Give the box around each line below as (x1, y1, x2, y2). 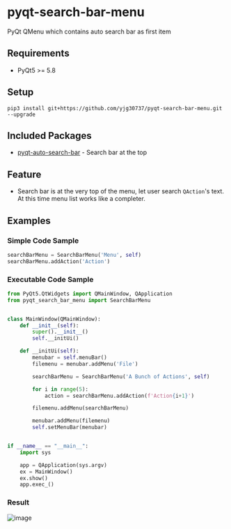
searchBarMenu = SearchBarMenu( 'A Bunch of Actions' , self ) (32, 373, 210, 380)
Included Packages (7, 130, 92, 142)
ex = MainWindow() (19, 468, 73, 475)
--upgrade (7, 111, 36, 118)
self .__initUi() (32, 335, 79, 342)
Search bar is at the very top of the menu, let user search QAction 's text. (17, 187, 225, 195)
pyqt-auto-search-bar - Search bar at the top (17, 148, 148, 157)
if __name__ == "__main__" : (7, 442, 89, 450)
